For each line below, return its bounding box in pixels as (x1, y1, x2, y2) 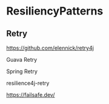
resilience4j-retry (6, 80, 50, 86)
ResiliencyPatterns (6, 4, 104, 18)
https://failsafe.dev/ (6, 91, 55, 98)
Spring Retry (6, 68, 38, 75)
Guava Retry (6, 56, 38, 63)
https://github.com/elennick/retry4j (6, 44, 94, 51)
